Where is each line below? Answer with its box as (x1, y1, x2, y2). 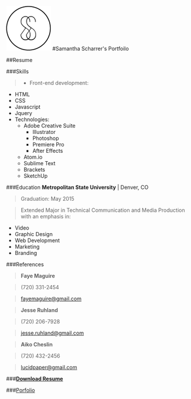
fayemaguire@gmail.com (20, 295, 82, 302)
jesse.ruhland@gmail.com (20, 329, 84, 336)
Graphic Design (14, 231, 53, 237)
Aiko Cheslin (20, 341, 53, 348)
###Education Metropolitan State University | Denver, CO (6, 184, 149, 191)
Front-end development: (29, 80, 89, 86)
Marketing (14, 243, 40, 250)
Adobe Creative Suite (23, 122, 76, 129)
